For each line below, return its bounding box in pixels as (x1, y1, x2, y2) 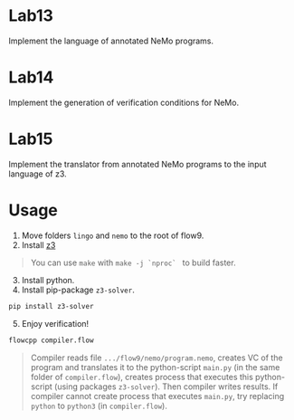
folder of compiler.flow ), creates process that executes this (30, 371, 254, 382)
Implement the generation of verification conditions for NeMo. (8, 97, 240, 108)
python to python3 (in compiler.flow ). (30, 400, 168, 411)
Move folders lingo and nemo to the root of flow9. (21, 230, 204, 241)
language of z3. (8, 168, 67, 179)
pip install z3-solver (8, 301, 94, 310)
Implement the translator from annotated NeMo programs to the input (8, 158, 268, 169)
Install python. (21, 274, 75, 285)
